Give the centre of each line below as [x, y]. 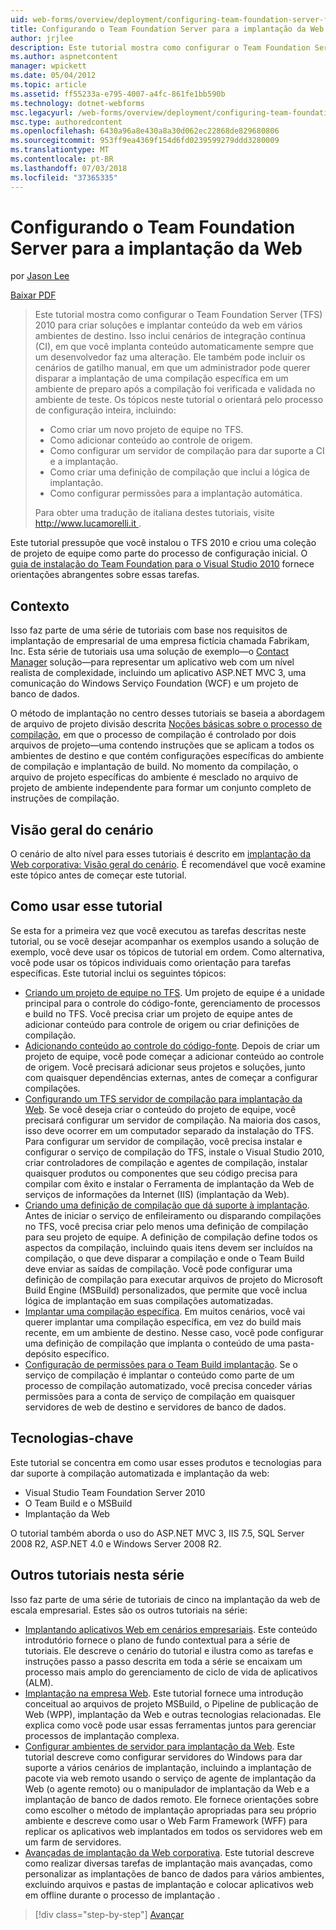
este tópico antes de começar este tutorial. [98, 875]
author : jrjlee [42, 38]
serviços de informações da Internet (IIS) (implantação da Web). [157, 1194]
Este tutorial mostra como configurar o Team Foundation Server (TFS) [178, 315]
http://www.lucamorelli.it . [88, 523]
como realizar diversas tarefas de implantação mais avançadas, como [168, 1863]
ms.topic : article [48, 85]
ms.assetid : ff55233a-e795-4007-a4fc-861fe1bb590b [118, 94]
